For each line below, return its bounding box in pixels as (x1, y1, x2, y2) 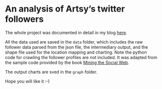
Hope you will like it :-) (5, 78, 50, 84)
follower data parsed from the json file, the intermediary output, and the (5, 44, 148, 50)
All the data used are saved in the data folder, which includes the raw (5, 39, 143, 44)
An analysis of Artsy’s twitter (5, 3, 125, 15)
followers (5, 14, 44, 25)
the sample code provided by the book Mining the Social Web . (5, 59, 130, 65)
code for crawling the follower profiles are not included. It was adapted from (5, 54, 158, 60)
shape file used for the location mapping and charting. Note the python (5, 49, 147, 55)
